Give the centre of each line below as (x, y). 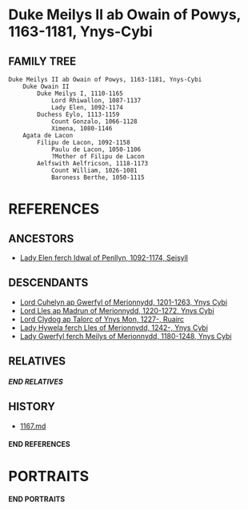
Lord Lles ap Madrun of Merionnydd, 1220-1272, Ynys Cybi (117, 310)
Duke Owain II (46, 86)
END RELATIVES (36, 381)
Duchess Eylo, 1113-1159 (78, 114)
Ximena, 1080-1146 (82, 129)
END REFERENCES (39, 444)
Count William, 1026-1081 (94, 170)
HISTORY (32, 406)
